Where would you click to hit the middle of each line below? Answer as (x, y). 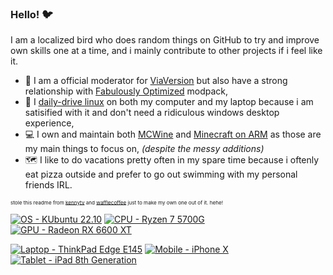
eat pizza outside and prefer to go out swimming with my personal (161, 174)
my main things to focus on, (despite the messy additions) (144, 149)
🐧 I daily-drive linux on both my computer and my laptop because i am (169, 102)
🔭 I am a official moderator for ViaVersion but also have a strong (156, 81)
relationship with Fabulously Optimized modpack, (126, 91)
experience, (49, 123)
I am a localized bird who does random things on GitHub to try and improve (165, 40)
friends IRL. (48, 185)
